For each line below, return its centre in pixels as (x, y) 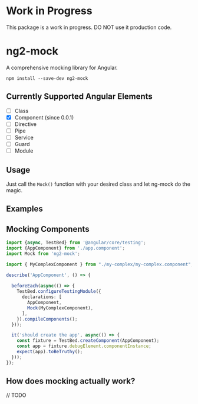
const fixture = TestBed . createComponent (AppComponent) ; (88, 341)
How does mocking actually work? (71, 381)
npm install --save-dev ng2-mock (47, 78)
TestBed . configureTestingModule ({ (59, 292)
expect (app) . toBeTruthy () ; (50, 352)
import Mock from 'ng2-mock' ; (43, 253)
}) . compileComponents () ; (47, 319)
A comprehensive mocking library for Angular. (62, 67)
